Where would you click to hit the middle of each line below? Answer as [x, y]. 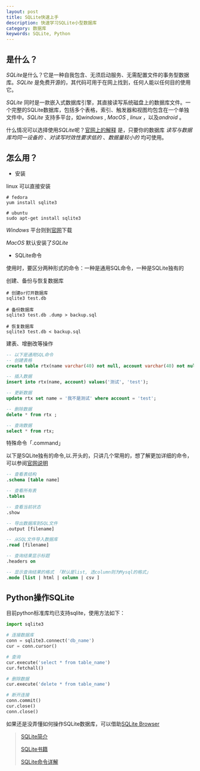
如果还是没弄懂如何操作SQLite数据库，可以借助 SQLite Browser [83, 723]
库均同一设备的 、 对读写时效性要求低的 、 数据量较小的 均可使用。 [87, 137]
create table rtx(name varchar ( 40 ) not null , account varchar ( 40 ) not [96, 366]
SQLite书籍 [34, 749]
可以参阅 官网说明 [27, 463]
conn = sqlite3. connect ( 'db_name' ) [50, 641]
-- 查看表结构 [21, 475]
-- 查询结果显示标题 [28, 556]
